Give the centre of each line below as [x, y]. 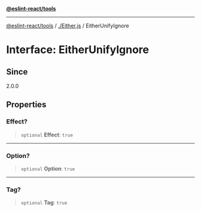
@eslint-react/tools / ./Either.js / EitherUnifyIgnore [68, 26]
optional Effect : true [47, 135]
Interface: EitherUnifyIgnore [78, 50]
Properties [26, 105]
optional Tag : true [44, 202]
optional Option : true [48, 169]
